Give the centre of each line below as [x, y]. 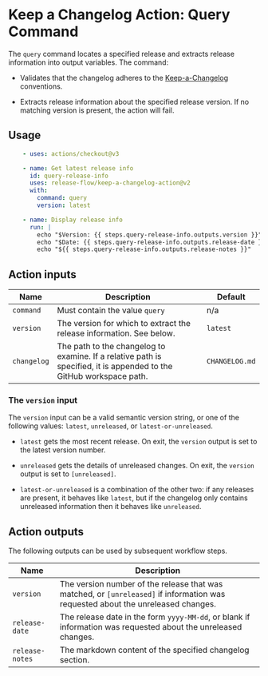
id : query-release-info [69, 176]
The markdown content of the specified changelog [154, 650]
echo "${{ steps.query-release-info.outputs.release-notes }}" [144, 249]
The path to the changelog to [111, 347]
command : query [62, 198]
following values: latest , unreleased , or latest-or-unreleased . [110, 426]
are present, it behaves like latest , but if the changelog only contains [134, 498]
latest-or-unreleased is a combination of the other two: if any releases [137, 490]
